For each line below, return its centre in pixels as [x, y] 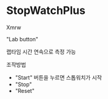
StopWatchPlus [46, 11]
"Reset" [25, 90]
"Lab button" [22, 39]
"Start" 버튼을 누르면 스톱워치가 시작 [58, 77]
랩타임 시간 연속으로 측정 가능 [41, 52]
